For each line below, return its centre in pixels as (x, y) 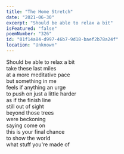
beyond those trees (30, 113)
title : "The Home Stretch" (40, 12)
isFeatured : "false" (32, 28)
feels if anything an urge (36, 87)
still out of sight (25, 106)
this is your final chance (35, 131)
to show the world (28, 138)
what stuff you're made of (38, 144)
